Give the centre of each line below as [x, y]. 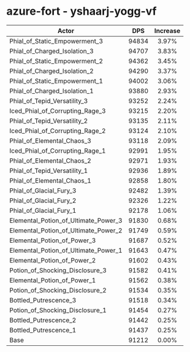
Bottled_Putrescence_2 [43, 320]
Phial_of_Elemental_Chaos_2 [51, 161]
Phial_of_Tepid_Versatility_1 [49, 170]
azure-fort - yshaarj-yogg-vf [82, 11]
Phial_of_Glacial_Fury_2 [43, 201]
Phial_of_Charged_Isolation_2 [51, 71]
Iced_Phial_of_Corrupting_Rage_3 [58, 110]
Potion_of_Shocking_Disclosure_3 [58, 270]
